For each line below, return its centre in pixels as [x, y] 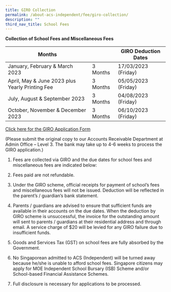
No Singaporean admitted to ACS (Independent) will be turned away [84, 258]
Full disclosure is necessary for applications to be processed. [77, 284]
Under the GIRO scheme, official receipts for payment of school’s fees [86, 185]
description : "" [22, 19]
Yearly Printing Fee [31, 87]
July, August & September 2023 [46, 99]
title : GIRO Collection [31, 10]
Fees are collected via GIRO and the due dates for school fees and [82, 160]
